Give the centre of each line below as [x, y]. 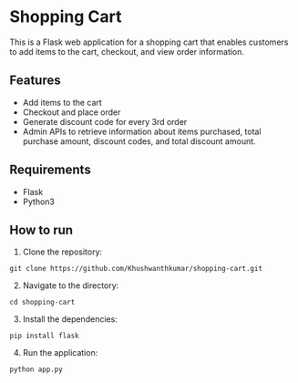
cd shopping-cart [42, 303]
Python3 [38, 202]
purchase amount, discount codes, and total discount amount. [139, 141]
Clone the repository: [62, 252]
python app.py [36, 370]
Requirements [50, 170]
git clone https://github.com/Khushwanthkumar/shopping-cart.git [136, 269]
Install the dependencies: [70, 319]
